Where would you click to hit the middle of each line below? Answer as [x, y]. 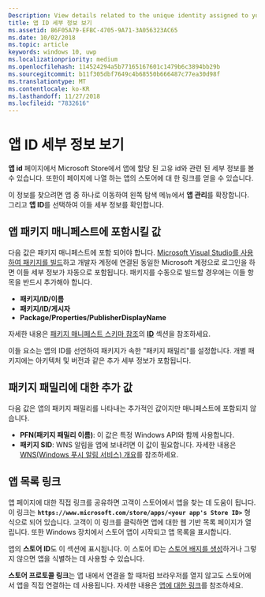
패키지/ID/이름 [42, 298]
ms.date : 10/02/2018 [42, 37]
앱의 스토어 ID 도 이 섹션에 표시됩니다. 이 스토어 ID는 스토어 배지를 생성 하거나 [125, 548]
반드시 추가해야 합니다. [58, 282]
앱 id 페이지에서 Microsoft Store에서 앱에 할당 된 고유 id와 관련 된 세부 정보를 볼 [131, 168]
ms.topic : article [38, 45]
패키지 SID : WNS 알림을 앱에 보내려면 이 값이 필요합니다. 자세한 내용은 [128, 444]
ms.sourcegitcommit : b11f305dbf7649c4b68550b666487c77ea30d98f [114, 74]
